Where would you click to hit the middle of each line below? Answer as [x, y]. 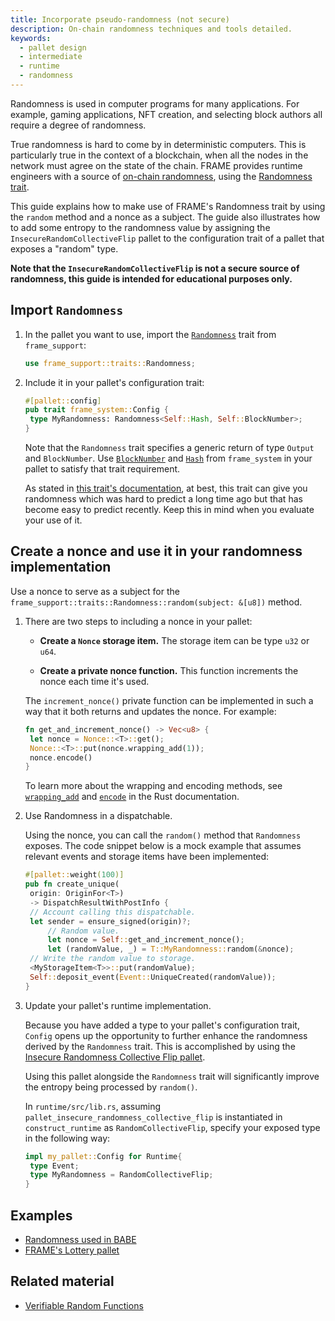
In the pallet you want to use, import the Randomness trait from [150, 334]
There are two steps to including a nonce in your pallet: [138, 621]
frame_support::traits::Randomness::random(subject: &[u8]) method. [156, 602]
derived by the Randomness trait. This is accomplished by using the [160, 1046]
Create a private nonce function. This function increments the [169, 670]
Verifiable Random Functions [84, 1305]
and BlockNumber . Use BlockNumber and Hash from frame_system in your [168, 458]
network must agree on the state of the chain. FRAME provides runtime [156, 165]
